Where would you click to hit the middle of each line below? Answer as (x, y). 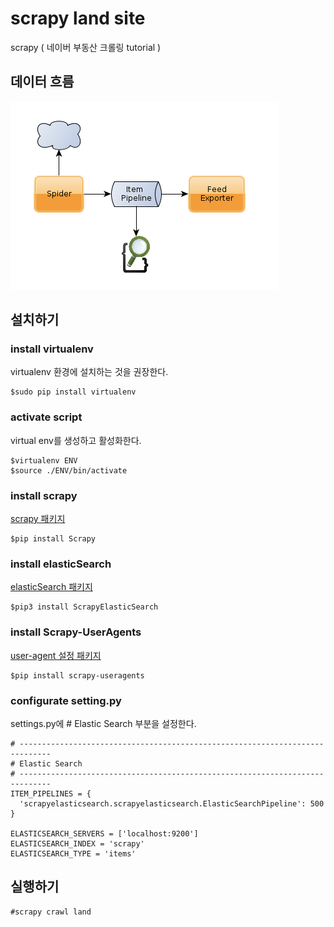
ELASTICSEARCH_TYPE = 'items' (73, 853)
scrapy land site (78, 18)
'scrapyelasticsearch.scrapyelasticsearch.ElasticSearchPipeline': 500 (172, 803)
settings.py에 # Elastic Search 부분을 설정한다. (103, 723)
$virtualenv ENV (44, 460)
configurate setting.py (66, 700)
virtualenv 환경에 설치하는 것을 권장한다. (89, 372)
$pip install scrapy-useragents (77, 675)
